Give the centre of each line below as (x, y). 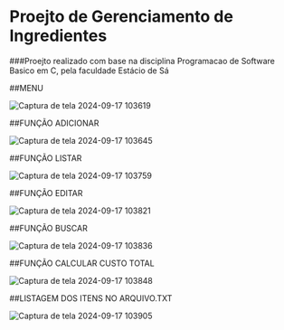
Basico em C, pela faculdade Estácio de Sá (89, 71)
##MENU (26, 88)
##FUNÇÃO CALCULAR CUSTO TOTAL (82, 263)
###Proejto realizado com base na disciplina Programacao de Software (142, 61)
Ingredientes (58, 36)
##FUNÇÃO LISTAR (46, 158)
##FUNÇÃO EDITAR (46, 193)
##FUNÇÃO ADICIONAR (54, 123)
